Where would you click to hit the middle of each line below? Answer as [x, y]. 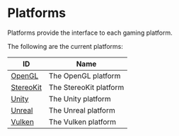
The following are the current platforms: [65, 46]
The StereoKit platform [86, 87]
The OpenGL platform [85, 76]
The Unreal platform [82, 110]
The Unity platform [80, 98]
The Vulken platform [82, 122]
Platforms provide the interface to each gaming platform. [90, 33]
